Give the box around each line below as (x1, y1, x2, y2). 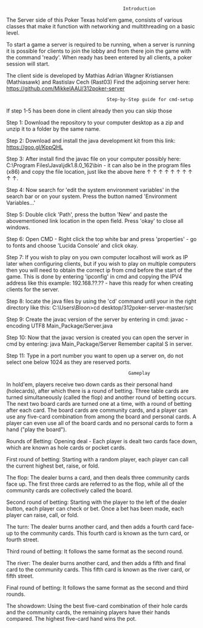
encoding (6, 322, 30, 329)
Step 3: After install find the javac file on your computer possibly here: (6, 155, 181, 162)
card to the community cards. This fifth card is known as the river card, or (6, 566, 191, 573)
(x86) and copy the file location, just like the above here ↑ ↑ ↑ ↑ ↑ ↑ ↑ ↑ (6, 168, 193, 175)
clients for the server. (6, 286, 59, 293)
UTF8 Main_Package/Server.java (31, 322, 113, 329)
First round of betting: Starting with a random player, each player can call (6, 456, 189, 463)
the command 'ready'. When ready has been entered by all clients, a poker (6, 54, 193, 61)
